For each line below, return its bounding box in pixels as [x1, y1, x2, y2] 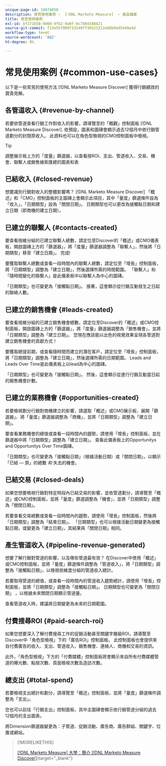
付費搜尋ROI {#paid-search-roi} [5, 616, 104, 625]
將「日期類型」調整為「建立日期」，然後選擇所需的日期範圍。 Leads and [5, 355, 151, 361]
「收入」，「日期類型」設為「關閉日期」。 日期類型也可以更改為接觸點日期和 [5, 201, 156, 207]
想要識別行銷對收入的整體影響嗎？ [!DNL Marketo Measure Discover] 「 [5, 189, 151, 195]
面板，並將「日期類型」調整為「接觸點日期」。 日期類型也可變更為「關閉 [9, 584, 156, 590]
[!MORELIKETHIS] [17, 739, 54, 745]
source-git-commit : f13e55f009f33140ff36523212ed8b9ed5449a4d [5, 26, 136, 31]
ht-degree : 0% [5, 40, 35, 45]
